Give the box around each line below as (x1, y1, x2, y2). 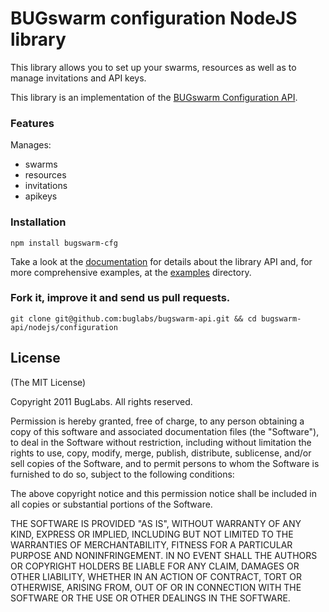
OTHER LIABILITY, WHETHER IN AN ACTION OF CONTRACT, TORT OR (10, 570, 302, 582)
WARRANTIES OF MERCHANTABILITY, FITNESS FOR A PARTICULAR (10, 538, 293, 551)
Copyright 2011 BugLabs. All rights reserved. (10, 395, 193, 407)
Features (10, 116, 55, 130)
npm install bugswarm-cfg (10, 238, 118, 248)
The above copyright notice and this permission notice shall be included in (10, 487, 317, 499)
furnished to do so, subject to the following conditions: (10, 468, 235, 480)
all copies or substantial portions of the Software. (10, 498, 213, 510)
